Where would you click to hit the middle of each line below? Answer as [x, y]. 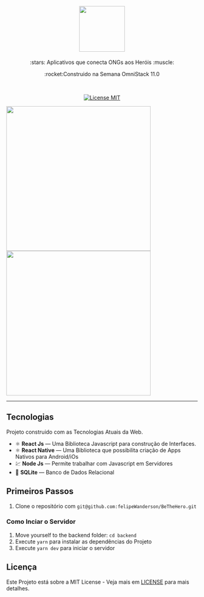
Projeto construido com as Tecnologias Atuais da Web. [75, 432]
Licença [22, 567]
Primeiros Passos [40, 491]
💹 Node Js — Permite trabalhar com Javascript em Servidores [94, 463]
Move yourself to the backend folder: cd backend [76, 535]
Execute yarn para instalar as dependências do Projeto [83, 542]
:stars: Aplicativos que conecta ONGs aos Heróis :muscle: [102, 62]
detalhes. [18, 588]
